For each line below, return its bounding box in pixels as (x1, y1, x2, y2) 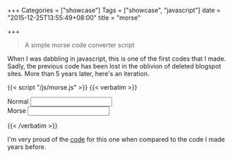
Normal (7, 97, 29, 105)
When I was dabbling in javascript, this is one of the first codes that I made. (7, 54, 227, 63)
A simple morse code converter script (24, 41, 135, 49)
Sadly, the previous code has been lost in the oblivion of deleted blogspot (7, 62, 222, 70)
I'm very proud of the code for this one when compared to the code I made (7, 135, 225, 143)
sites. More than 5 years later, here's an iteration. (7, 70, 150, 78)
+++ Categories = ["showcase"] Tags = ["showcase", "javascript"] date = (7, 6, 221, 14)
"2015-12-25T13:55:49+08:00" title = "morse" (7, 13, 141, 22)
